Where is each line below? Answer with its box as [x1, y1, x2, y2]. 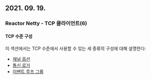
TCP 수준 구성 [5, 33, 33, 39]
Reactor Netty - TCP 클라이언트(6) [5, 20, 87, 27]
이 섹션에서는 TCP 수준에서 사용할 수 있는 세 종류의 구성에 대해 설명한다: [5, 45, 146, 51]
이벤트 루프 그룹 [12, 68, 44, 74]
